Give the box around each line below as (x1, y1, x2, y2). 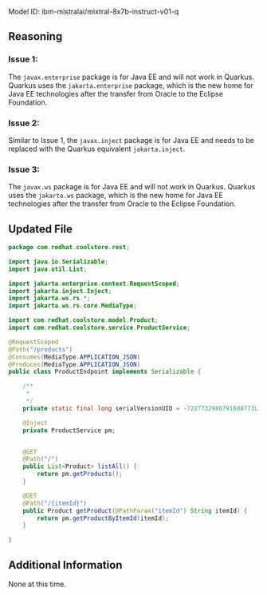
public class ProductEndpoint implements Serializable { (8, 367, 202, 376)
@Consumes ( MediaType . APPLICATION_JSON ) (8, 353, 141, 361)
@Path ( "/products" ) (8, 345, 73, 354)
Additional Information (8, 558, 123, 572)
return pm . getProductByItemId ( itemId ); (37, 514, 170, 522)
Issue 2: (8, 117, 40, 129)
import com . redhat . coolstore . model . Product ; (8, 316, 159, 324)
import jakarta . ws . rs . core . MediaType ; (8, 302, 137, 310)
